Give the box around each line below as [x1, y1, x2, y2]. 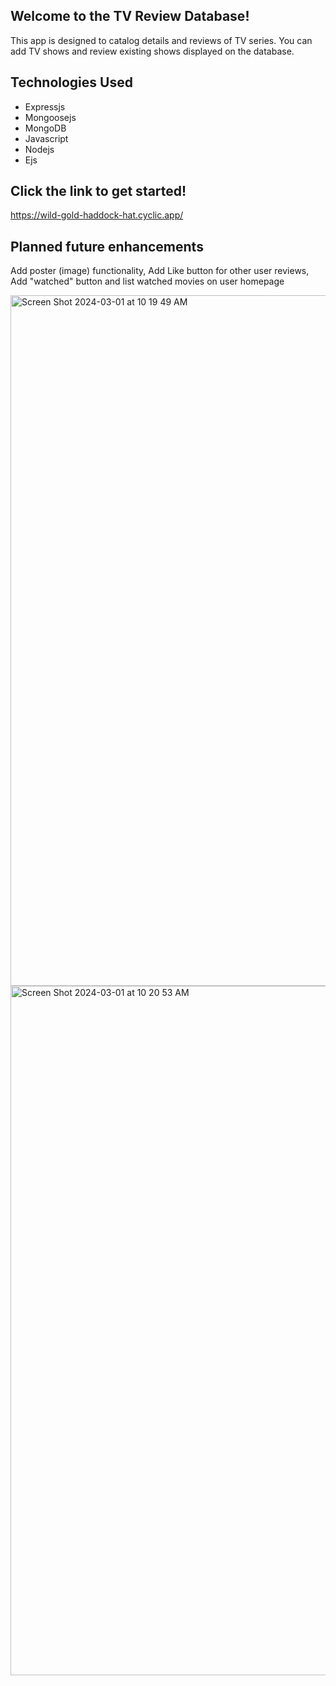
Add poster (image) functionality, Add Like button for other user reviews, [10, 265, 310, 277]
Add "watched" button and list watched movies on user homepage [10, 275, 285, 288]
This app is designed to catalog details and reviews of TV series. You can [10, 34, 313, 46]
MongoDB [24, 122, 67, 134]
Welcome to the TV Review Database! [10, 8, 250, 25]
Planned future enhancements [10, 238, 204, 255]
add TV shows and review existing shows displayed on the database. [10, 45, 295, 57]
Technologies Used [10, 74, 133, 91]
